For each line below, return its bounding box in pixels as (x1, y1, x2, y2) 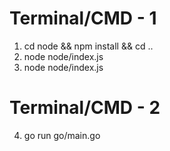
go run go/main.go (23, 129, 101, 141)
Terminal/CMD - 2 (9, 97, 161, 119)
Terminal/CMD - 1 (9, 7, 157, 30)
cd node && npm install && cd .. (23, 40, 154, 52)
